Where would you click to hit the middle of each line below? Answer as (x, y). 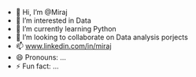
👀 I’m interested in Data (54, 20)
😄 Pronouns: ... (41, 57)
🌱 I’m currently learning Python (66, 29)
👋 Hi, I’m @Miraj (42, 12)
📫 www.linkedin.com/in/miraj (63, 46)
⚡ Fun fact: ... (37, 66)
